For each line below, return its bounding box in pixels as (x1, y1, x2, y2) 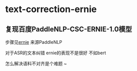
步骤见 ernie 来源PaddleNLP (5, 39, 62, 45)
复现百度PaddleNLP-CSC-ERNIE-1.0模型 (5, 25, 132, 33)
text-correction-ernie (5, 4, 97, 15)
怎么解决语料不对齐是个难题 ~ (5, 60, 67, 66)
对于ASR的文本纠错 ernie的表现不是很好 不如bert (5, 50, 106, 56)
